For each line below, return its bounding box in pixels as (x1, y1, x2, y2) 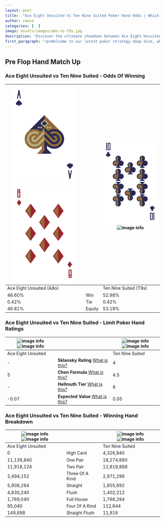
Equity (85, 306, 99, 312)
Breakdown (5, 418, 33, 425)
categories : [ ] (5, 24, 41, 28)
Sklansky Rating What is (57, 357, 108, 363)
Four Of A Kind (66, 503, 96, 509)
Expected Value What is (57, 393, 107, 399)
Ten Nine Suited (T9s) (103, 285, 147, 291)
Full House (66, 496, 88, 502)
